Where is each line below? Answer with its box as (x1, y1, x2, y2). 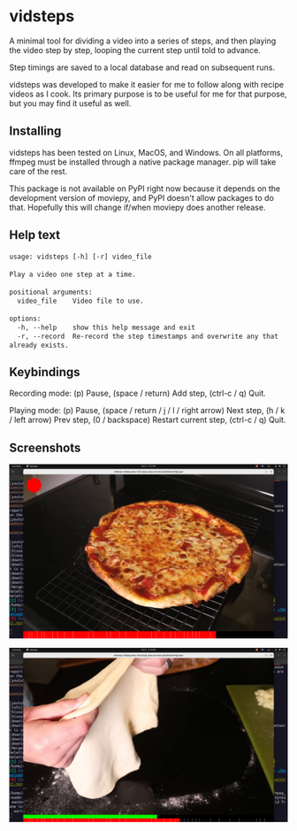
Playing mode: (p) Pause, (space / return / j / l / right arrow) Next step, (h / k (9, 405, 286, 416)
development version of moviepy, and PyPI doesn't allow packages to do (9, 192, 274, 203)
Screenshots (9, 440, 81, 455)
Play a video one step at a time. (9, 270, 137, 279)
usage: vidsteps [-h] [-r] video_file (9, 252, 152, 261)
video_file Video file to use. (17, 296, 144, 305)
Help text (9, 227, 60, 242)
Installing (9, 124, 62, 139)
